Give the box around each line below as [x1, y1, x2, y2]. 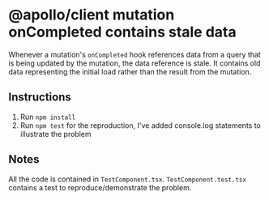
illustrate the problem [19, 129, 92, 138]
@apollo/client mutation [8, 6, 175, 24]
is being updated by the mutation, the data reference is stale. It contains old [8, 58, 261, 68]
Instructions [8, 91, 71, 104]
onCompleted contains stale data [8, 23, 237, 41]
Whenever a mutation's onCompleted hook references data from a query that [8, 49, 261, 59]
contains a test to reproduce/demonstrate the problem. [8, 182, 192, 192]
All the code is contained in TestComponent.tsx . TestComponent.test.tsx [8, 174, 247, 184]
